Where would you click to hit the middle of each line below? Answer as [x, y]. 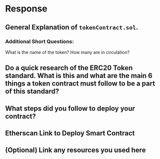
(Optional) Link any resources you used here [76, 150]
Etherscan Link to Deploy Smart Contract [70, 133]
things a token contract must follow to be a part [80, 84]
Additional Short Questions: [40, 41]
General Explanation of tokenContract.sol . [72, 27]
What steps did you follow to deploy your [70, 108]
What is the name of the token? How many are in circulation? [68, 52]
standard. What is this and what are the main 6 [79, 76]
